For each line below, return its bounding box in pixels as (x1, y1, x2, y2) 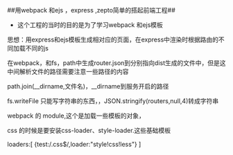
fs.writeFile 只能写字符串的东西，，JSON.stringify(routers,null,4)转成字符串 (7, 97, 219, 105)
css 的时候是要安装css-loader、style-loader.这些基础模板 (7, 127, 171, 134)
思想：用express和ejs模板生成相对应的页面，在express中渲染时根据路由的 (7, 35, 219, 44)
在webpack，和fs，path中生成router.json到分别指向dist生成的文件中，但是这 (7, 59, 226, 67)
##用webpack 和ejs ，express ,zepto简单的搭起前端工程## (7, 6, 175, 14)
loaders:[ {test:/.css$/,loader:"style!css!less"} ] (7, 140, 141, 148)
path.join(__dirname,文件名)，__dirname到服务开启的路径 (7, 82, 169, 90)
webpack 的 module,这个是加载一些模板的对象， (7, 111, 146, 120)
